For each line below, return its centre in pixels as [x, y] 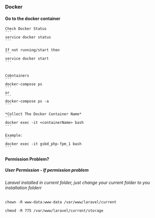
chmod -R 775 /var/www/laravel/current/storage [54, 211]
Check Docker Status [26, 29]
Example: [14, 136]
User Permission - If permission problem [47, 170]
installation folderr [24, 188]
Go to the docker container [33, 19]
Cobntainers [17, 76]
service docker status [28, 38]
